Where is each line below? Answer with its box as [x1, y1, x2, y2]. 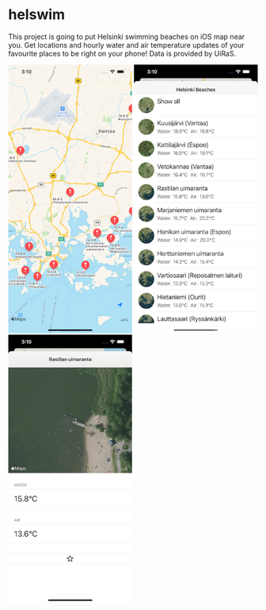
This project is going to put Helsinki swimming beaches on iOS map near [8, 32, 245, 41]
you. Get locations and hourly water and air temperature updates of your [8, 40, 245, 49]
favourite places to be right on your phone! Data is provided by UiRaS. [8, 48, 236, 58]
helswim [8, 6, 66, 24]
